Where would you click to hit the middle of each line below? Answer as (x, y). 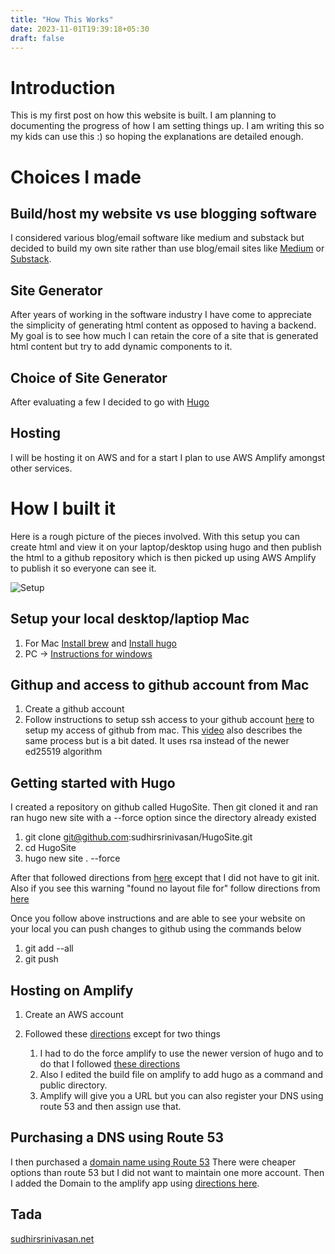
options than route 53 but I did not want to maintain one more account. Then (167, 1172)
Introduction (63, 87)
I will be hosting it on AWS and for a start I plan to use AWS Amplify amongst (168, 457)
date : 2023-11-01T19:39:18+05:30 (80, 29)
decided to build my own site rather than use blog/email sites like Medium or (167, 248)
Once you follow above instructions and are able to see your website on (158, 918)
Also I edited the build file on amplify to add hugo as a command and (181, 1074)
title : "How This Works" (62, 19)
